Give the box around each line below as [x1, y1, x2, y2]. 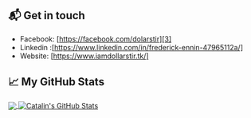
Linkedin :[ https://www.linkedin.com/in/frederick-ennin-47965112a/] [19, 42, 244, 52]
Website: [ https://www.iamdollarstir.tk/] [19, 51, 149, 61]
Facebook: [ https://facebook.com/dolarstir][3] [19, 33, 172, 44]
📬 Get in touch [8, 9, 85, 22]
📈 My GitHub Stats [8, 75, 105, 88]
